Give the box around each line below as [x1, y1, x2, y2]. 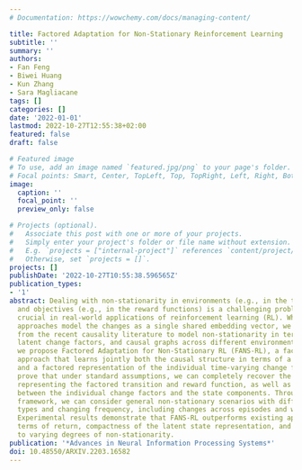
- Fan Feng [9, 63, 50, 72]
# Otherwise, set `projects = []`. [9, 254, 151, 264]
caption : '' [17, 188, 63, 197]
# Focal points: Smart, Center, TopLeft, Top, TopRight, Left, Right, [9, 171, 280, 180]
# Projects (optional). [9, 221, 99, 230]
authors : [9, 55, 42, 64]
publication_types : [9, 280, 83, 289]
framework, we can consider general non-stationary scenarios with [17, 397, 276, 406]
